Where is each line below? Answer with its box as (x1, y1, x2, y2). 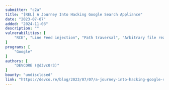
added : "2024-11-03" (5, 21, 49, 26)
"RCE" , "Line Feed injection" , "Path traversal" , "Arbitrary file (14, 35, 156, 40)
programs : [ (5, 44, 30, 49)
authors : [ (5, 58, 28, 63)
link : (5, 77, 17, 82)
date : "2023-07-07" (5, 16, 46, 21)
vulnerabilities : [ (5, 30, 46, 35)
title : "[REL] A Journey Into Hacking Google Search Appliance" (5, 12, 143, 17)
